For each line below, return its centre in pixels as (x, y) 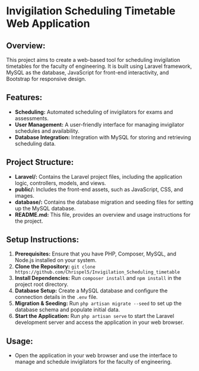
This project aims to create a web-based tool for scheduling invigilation (93, 60)
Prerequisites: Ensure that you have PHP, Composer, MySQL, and (95, 254)
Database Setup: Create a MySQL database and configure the (91, 291)
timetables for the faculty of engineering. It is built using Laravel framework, (99, 66)
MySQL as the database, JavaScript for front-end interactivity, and (88, 72)
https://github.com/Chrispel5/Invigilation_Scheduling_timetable (97, 272)
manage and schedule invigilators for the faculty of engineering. (93, 362)
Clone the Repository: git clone (55, 267)
